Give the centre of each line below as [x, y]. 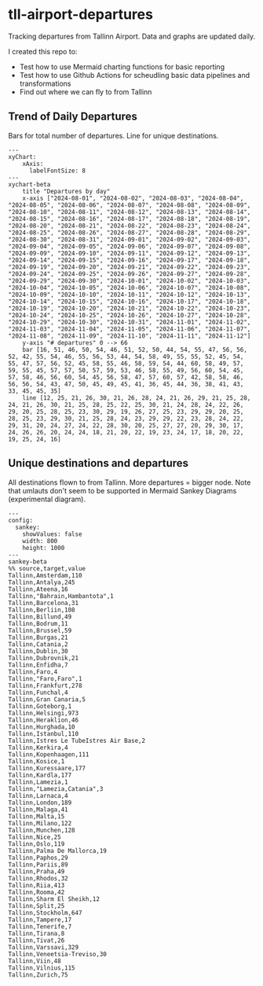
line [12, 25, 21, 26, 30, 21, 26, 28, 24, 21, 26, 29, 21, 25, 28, [137, 398]
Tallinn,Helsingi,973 [44, 713]
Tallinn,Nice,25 [35, 837]
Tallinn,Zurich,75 [38, 975]
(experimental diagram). [47, 499]
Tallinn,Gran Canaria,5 [47, 699]
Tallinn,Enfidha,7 [38, 665]
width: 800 [40, 541]
